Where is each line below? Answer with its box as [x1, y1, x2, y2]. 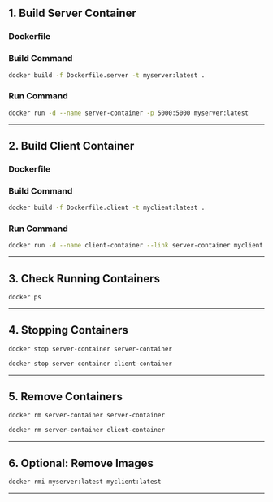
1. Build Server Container [8, 7, 136, 20]
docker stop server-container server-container [8, 345, 173, 353]
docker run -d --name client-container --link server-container [8, 242, 231, 250]
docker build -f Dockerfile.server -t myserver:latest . [8, 71, 206, 80]
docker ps [8, 293, 42, 302]
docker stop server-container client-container [8, 360, 173, 368]
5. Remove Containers [8, 390, 123, 404]
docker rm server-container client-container [8, 426, 165, 434]
